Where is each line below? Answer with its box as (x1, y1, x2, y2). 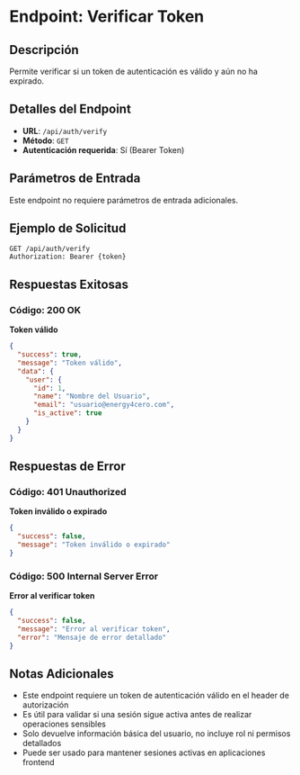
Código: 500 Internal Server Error (9, 570, 159, 582)
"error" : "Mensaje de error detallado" (17, 633, 167, 642)
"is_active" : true (32, 409, 102, 418)
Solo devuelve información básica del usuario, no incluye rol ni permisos (22, 728, 291, 739)
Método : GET (22, 135, 69, 146)
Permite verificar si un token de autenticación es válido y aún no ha (9, 66, 259, 77)
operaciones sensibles (22, 718, 106, 730)
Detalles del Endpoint (9, 102, 132, 117)
